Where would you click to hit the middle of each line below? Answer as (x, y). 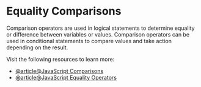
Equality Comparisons (64, 11)
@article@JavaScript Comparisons (59, 71)
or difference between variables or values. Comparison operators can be (98, 34)
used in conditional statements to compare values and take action (89, 41)
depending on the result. (37, 47)
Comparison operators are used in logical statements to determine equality (100, 28)
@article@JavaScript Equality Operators (66, 77)
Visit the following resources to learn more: (60, 59)
